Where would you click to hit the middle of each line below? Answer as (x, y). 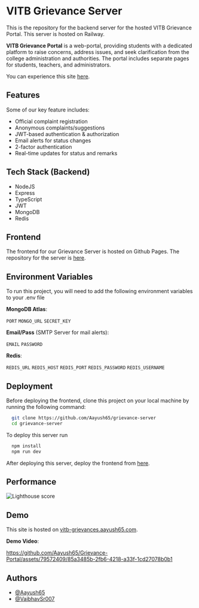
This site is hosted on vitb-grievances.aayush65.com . (72, 529)
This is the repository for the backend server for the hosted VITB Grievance (99, 28)
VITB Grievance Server (64, 11)
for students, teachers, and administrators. (59, 65)
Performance (31, 482)
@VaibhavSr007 (35, 598)
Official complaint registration (51, 121)
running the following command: (46, 407)
